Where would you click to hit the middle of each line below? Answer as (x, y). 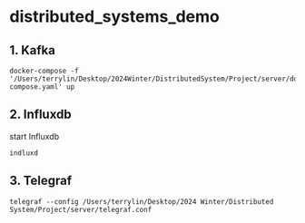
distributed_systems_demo (115, 17)
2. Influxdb (40, 115)
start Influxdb (34, 136)
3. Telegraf (41, 181)
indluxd (24, 153)
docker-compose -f (44, 71)
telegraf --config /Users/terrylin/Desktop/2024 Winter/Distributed (142, 201)
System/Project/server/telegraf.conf (81, 209)
